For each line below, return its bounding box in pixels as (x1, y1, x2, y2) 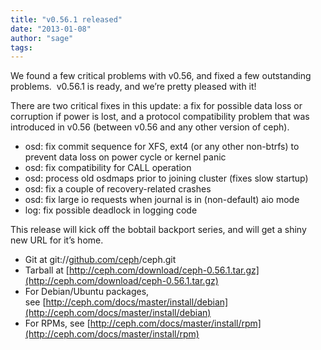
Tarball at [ (24, 264, 70, 276)
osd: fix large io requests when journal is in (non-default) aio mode (24, 194, 300, 206)
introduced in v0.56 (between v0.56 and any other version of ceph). (10, 121, 290, 133)
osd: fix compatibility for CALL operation (24, 162, 192, 174)
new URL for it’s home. (10, 234, 104, 246)
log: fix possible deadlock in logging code (24, 204, 198, 216)
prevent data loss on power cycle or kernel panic (24, 151, 227, 163)
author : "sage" (10, 33, 74, 43)
